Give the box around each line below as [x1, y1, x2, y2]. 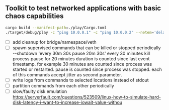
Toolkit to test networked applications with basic [5, 4, 161, 13]
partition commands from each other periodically [12, 82, 114, 88]
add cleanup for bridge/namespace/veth [12, 39, 97, 45]
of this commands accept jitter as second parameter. [12, 71, 122, 77]
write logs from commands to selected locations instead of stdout [12, 77, 149, 83]
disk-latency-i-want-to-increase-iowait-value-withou [12, 99, 122, 105]
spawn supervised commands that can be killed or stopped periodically [12, 45, 161, 51]
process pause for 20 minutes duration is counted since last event [12, 55, 150, 62]
